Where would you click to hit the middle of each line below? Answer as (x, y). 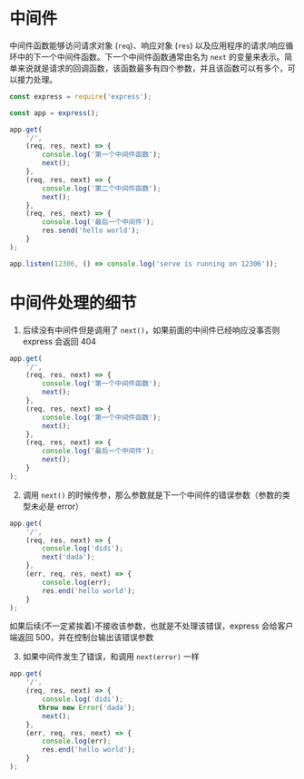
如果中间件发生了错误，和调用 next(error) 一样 (111, 657)
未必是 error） (57, 506)
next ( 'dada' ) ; (69, 557)
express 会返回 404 (59, 341)
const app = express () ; (54, 113)
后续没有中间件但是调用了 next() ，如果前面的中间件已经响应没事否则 (151, 330)
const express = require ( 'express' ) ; (81, 96)
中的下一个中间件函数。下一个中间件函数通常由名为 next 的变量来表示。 (151, 56)
